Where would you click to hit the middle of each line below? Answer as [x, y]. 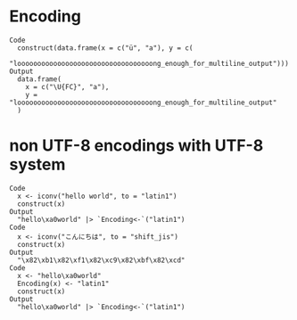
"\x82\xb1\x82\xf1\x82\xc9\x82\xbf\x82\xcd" [101, 260]
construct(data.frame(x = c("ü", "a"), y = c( [105, 48]
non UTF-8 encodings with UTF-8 [136, 146]
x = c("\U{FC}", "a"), [67, 86]
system [37, 164]
